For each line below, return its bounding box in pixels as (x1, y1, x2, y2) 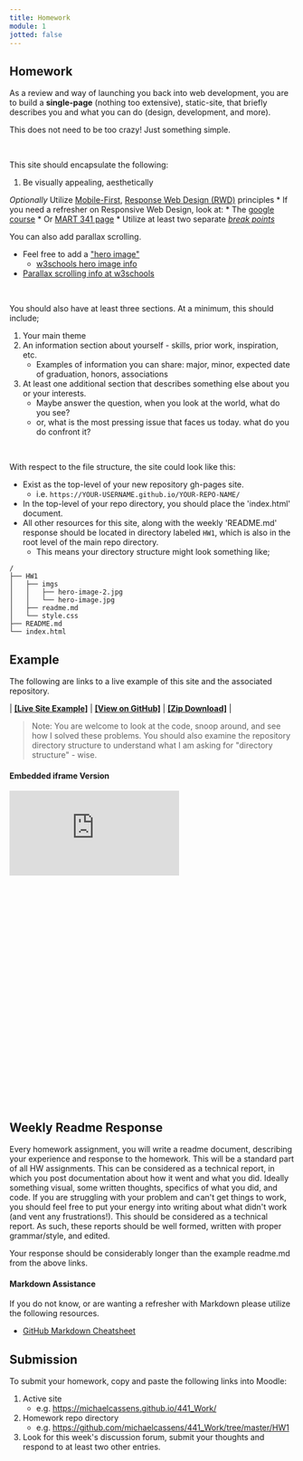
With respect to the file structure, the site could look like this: (9, 462, 236, 473)
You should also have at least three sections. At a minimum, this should (9, 303, 274, 314)
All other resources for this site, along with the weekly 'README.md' (22, 518, 278, 529)
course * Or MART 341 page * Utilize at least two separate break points (9, 214, 276, 224)
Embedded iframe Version (9, 770, 110, 781)
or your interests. (22, 388, 87, 399)
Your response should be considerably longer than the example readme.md (9, 1248, 291, 1259)
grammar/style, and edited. (9, 1230, 110, 1241)
